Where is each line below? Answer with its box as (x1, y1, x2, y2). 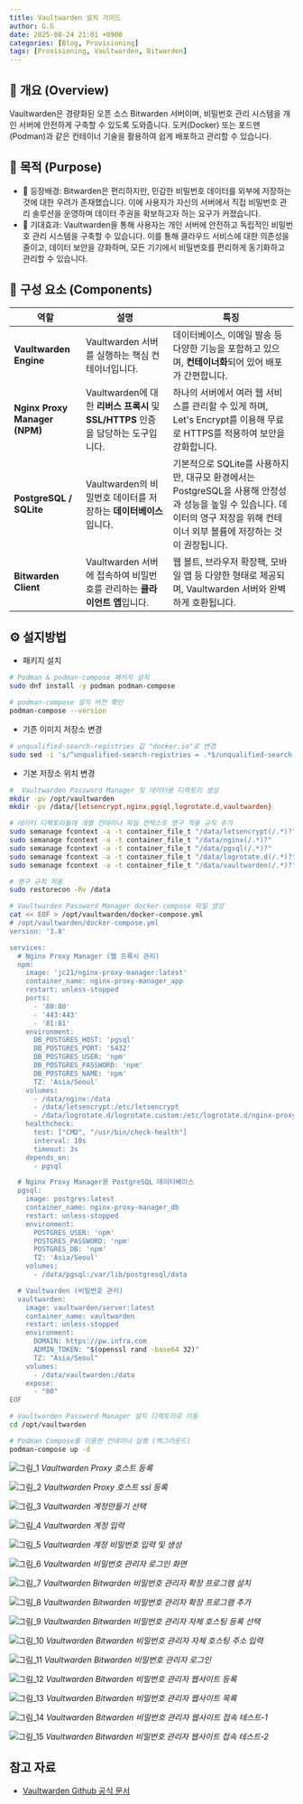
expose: (25, 1379, 54, 1388)
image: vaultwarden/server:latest (25, 1303, 155, 1312)
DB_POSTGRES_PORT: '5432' (32, 1044, 131, 1053)
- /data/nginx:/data (32, 1094, 111, 1103)
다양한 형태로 (205, 569, 258, 581)
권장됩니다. (183, 538, 228, 551)
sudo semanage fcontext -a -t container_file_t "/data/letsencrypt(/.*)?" (9, 827, 297, 836)
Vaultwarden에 (85, 386, 148, 398)
